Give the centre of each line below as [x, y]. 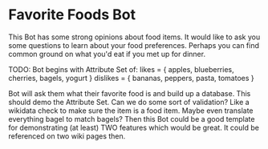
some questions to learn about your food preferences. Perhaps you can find [134, 45]
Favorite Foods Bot [72, 15]
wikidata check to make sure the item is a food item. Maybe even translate [131, 111]
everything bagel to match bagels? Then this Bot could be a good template [132, 119]
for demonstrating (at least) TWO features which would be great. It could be [134, 127]
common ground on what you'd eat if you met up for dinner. [107, 54]
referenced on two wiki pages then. [67, 136]
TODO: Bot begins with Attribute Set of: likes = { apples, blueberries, [121, 69]
